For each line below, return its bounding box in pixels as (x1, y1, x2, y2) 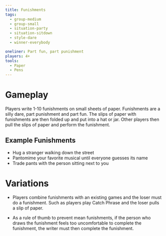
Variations (5, 178, 49, 189)
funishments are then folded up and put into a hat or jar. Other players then (5, 116, 159, 123)
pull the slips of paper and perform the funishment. (5, 122, 110, 128)
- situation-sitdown (9, 31, 52, 36)
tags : (5, 12, 16, 17)
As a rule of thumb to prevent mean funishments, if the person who (12, 214, 151, 220)
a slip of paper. (12, 205, 43, 211)
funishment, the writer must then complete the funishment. (12, 225, 134, 231)
